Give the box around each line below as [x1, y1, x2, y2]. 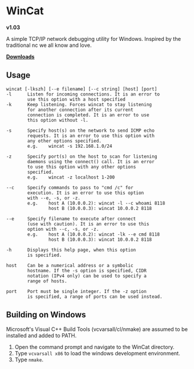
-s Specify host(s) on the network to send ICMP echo [6, 128, 155, 133]
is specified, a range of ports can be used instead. [27, 294, 163, 300]
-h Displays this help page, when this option [6, 247, 136, 253]
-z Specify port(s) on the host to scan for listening [6, 153, 158, 160]
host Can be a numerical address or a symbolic [6, 262, 134, 268]
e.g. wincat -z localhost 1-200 [27, 174, 115, 180]
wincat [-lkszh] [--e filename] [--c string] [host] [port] [6, 86, 158, 92]
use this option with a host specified [27, 96, 126, 102]
